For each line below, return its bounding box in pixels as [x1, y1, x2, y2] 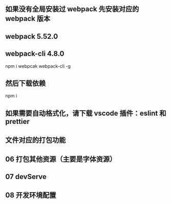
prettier [5, 117, 30, 126]
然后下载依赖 [5, 79, 46, 88]
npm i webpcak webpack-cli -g [5, 63, 71, 69]
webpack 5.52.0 [5, 32, 58, 41]
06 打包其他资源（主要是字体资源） [5, 155, 116, 163]
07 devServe [5, 172, 47, 181]
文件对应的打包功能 [5, 136, 66, 144]
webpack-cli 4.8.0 [5, 49, 65, 58]
